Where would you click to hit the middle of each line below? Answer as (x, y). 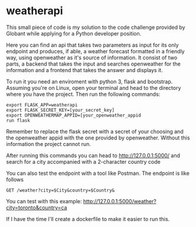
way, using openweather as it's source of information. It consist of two (92, 57)
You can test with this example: (44, 201)
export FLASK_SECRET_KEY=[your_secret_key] (61, 110)
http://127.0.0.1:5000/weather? (120, 201)
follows (15, 179)
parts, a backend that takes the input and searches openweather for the (94, 64)
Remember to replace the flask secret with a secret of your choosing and (95, 131)
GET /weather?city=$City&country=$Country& (61, 190)
